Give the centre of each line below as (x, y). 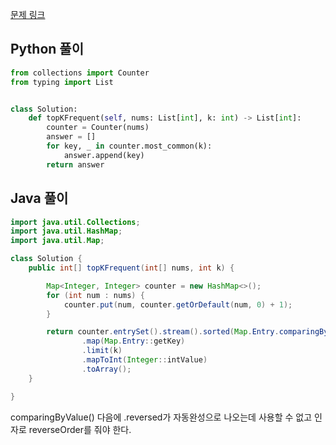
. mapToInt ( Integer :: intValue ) (144, 360)
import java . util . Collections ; (75, 222)
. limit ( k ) (102, 351)
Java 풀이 (39, 198)
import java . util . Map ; (57, 241)
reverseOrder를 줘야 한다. (80, 429)
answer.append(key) (104, 155)
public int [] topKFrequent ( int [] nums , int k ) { (131, 268)
